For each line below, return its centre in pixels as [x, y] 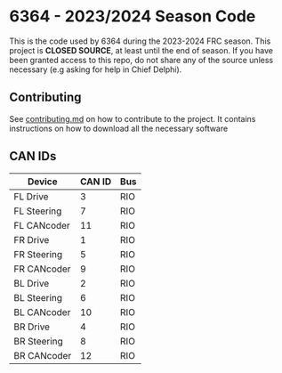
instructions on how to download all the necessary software [119, 128]
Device [42, 182]
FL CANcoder [42, 225]
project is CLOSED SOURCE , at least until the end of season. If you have [141, 50]
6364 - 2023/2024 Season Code [133, 16]
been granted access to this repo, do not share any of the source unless [141, 60]
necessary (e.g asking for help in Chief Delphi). [96, 69]
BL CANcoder [42, 312]
